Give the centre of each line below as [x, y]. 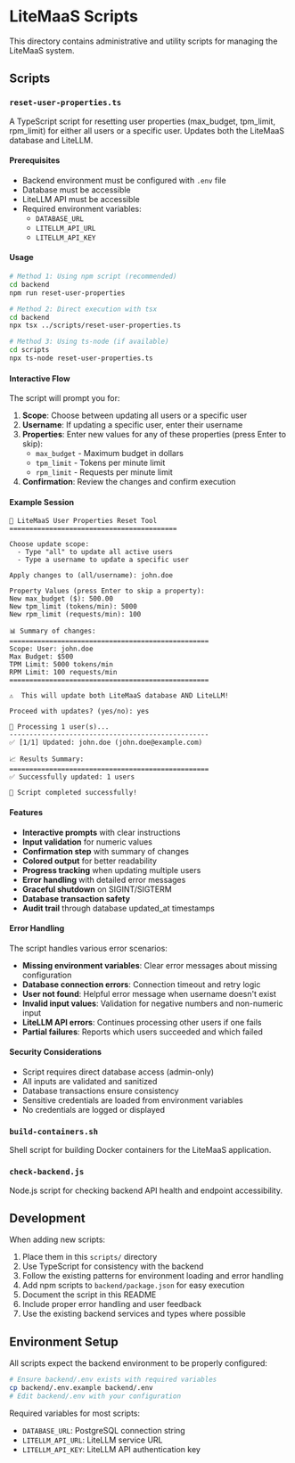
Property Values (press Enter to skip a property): [107, 591]
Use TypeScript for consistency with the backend [113, 1266]
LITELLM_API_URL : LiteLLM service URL [92, 1440]
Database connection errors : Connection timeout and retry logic [141, 984]
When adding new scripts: [57, 1239]
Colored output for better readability [90, 861]
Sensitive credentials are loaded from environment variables [132, 1100]
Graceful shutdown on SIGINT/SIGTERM [97, 889]
